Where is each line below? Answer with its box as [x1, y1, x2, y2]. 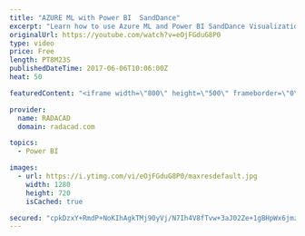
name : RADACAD [17, 113, 71, 123]
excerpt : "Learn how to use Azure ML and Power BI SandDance [9, 22, 246, 31]
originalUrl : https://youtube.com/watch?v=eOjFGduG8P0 [9, 30, 221, 39]
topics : [9, 138, 39, 148]
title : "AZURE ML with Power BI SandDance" [9, 13, 181, 23]
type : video [9, 38, 54, 48]
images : [9, 163, 39, 172]
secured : [9, 213, 43, 222]
